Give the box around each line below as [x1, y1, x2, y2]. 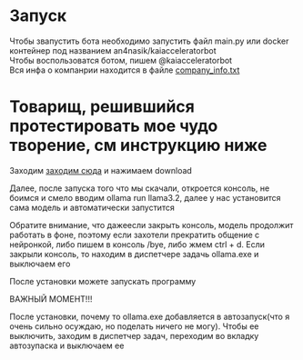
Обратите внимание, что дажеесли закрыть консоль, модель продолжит [9, 219, 294, 230]
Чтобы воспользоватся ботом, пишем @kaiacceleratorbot [9, 55, 233, 65]
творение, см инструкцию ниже [9, 135, 268, 155]
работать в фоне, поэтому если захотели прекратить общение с [9, 229, 260, 240]
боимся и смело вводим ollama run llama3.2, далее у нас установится [9, 192, 281, 203]
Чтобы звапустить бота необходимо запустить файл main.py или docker [9, 35, 289, 46]
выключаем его [9, 258, 71, 269]
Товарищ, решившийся [9, 96, 196, 117]
